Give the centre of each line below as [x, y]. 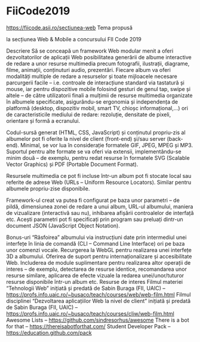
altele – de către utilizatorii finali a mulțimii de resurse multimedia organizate [99, 95]
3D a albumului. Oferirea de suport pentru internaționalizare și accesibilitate [99, 256]
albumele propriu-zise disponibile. [48, 188]
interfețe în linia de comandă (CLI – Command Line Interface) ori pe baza [96, 243]
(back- [175, 138]
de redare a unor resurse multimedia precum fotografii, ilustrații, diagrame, [98, 63]
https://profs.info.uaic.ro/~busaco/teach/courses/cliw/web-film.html [90, 313]
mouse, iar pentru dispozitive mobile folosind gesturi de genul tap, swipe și [99, 89]
